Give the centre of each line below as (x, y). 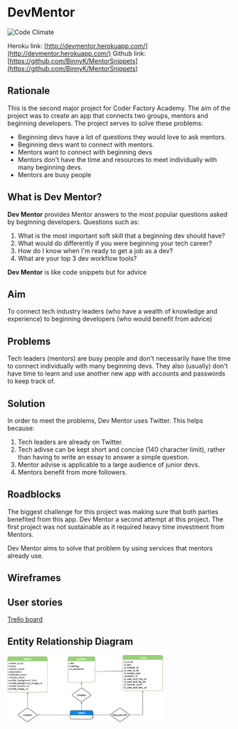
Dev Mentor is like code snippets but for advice (77, 272)
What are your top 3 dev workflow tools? (77, 258)
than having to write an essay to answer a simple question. (103, 457)
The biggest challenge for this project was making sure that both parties (113, 511)
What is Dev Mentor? (55, 197)
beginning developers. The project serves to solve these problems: (106, 123)
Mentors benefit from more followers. (72, 472)
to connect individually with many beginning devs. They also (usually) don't (118, 366)
